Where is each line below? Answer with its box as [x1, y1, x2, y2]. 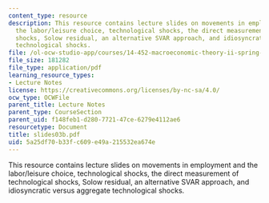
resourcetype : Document [8, 123, 88, 131]
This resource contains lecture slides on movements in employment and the [8, 160, 259, 169]
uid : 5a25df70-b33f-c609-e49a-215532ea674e [8, 137, 156, 146]
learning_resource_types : [8, 71, 94, 79]
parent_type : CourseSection [8, 109, 102, 117]
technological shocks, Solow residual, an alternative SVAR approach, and [8, 177, 250, 186]
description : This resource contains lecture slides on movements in [8, 19, 246, 27]
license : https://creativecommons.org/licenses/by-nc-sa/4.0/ [8, 86, 220, 94]
